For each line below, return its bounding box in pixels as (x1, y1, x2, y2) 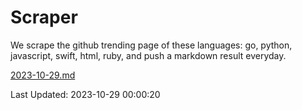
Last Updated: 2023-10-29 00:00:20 (10, 88, 161, 100)
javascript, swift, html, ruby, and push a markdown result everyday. (10, 49, 287, 61)
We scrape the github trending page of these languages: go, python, (10, 39, 293, 51)
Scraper (10, 6, 78, 29)
